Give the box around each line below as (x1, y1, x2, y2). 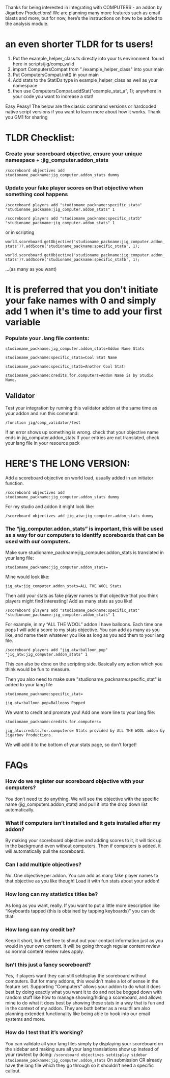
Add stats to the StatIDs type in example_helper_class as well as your (12, 77, 158, 83)
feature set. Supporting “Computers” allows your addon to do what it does (5, 984, 161, 990)
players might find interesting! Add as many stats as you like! (5, 598, 133, 604)
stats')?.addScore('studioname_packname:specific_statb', (5, 257, 131, 262)
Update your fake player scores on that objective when (5, 184, 144, 191)
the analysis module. (5, 20, 49, 27)
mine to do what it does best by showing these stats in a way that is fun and (5, 1000, 164, 1006)
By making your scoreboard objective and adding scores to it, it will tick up (5, 837, 162, 844)
